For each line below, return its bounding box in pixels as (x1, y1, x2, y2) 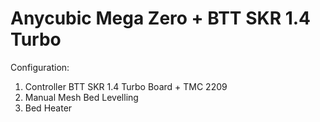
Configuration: (10, 61, 70, 73)
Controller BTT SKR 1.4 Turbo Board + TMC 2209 (24, 80, 228, 92)
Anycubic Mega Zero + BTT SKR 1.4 (10, 7, 312, 30)
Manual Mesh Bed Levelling (24, 91, 139, 103)
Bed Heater (24, 102, 73, 114)
